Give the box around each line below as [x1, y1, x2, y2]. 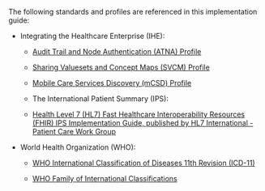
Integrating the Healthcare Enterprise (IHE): [19, 32, 165, 40]
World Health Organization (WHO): [19, 142, 136, 152]
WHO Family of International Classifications [32, 174, 177, 183]
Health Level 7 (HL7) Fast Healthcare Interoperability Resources [32, 109, 246, 119]
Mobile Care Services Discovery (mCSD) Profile [32, 79, 192, 87]
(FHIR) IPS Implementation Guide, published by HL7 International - [32, 118, 254, 128]
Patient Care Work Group [32, 127, 116, 136]
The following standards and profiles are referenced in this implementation [8, 7, 258, 16]
